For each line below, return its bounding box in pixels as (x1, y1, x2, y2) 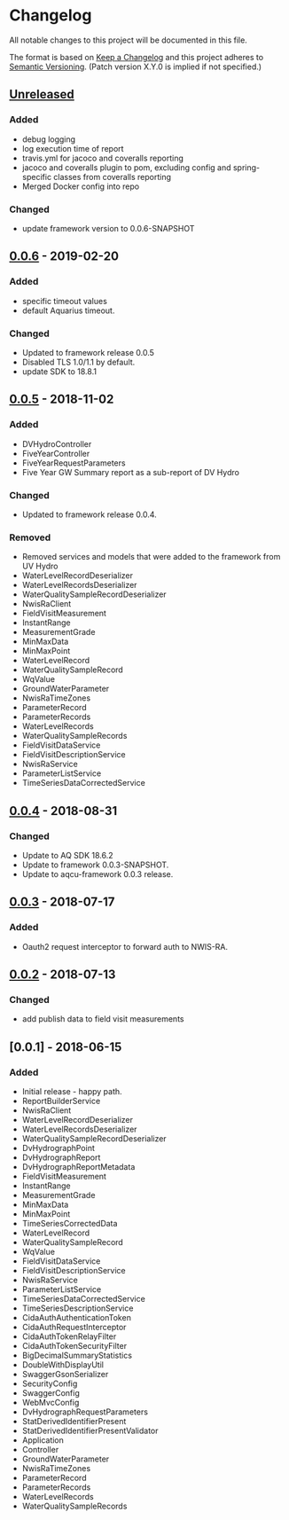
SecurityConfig (21, 1378, 78, 1389)
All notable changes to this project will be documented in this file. (9, 35, 248, 45)
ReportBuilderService (21, 1095, 101, 1106)
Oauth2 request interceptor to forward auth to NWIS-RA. (21, 941, 229, 952)
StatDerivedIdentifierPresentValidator (21, 1425, 159, 1436)
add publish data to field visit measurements (21, 1014, 184, 1024)
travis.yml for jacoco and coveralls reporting (21, 153, 184, 163)
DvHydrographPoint (21, 1142, 95, 1153)
